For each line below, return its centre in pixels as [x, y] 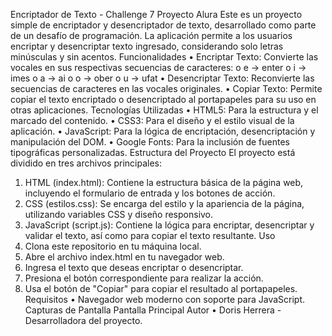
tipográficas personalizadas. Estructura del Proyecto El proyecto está [153, 152]
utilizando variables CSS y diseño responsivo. [119, 214]
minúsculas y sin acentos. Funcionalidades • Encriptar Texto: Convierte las [164, 57]
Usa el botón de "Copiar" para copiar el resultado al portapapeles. [161, 288]
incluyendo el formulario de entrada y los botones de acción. [150, 193]
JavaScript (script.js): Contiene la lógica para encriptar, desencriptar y [169, 225]
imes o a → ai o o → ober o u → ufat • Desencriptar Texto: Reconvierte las [162, 78]
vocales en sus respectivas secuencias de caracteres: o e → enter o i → [158, 67]
